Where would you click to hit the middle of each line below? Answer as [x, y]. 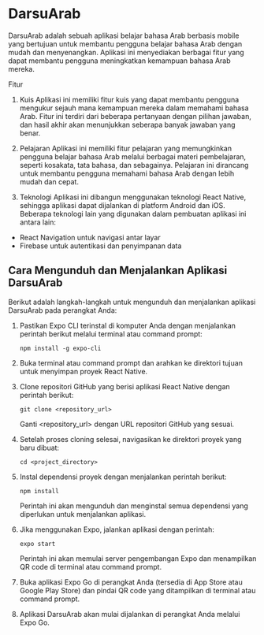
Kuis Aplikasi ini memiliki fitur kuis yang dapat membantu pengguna [129, 99]
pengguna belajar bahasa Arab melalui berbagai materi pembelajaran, [133, 156]
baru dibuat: [39, 447]
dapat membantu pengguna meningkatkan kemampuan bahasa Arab [119, 61]
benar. [30, 133]
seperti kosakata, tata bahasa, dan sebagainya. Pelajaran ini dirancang [134, 165]
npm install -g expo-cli [60, 348]
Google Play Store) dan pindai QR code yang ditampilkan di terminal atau [138, 590]
